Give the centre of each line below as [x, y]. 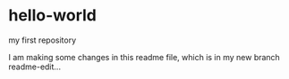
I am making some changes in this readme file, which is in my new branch [144, 57]
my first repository [42, 40]
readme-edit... [35, 67]
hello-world [53, 16]
